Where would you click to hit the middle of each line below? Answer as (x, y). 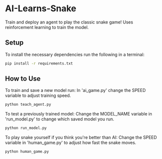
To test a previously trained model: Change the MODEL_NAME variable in (79, 114)
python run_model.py (26, 128)
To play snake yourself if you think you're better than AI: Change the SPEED (81, 137)
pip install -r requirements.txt (39, 63)
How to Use (23, 79)
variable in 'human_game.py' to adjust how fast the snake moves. (71, 143)
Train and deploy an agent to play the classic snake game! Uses (69, 22)
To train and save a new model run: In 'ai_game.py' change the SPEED (75, 91)
